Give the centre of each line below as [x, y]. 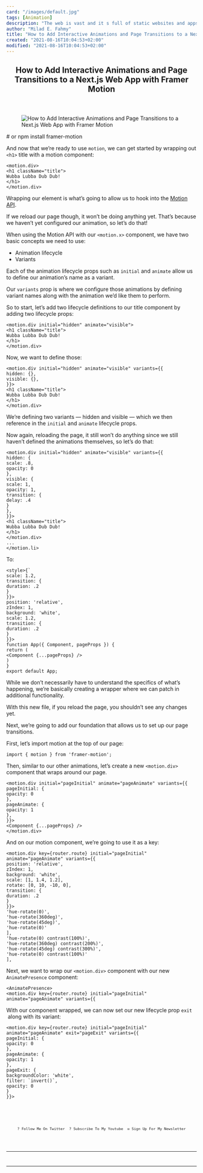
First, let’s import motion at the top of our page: [65, 744]
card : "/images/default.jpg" [43, 12]
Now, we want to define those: [44, 358]
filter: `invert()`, [32, 1081]
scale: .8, [20, 463]
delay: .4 [19, 501]
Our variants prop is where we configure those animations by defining [94, 289]
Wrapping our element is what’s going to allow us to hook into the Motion [97, 198]
